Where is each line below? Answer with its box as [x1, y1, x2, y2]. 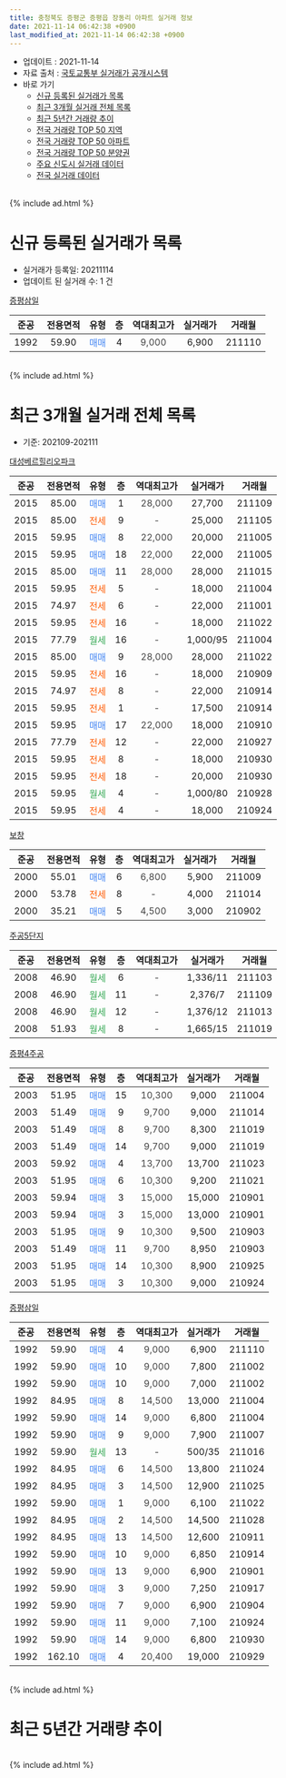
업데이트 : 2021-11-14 [22, 56, 100, 67]
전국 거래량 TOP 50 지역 [35, 125, 123, 136]
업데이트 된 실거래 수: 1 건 [22, 276, 113, 287]
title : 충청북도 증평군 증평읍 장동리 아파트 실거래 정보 [9, 13, 193, 23]
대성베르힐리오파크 [9, 456, 75, 467]
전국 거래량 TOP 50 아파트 [35, 136, 130, 146]
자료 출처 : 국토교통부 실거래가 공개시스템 [22, 67, 169, 78]
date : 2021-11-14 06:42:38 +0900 [9, 22, 136, 31]
